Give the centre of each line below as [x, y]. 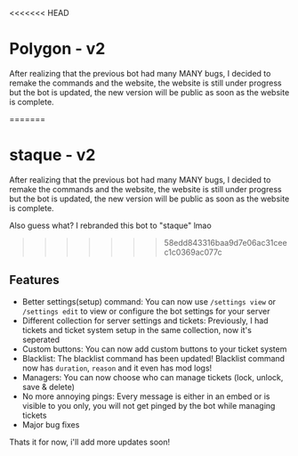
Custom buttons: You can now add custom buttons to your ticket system [154, 349]
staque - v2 [52, 155]
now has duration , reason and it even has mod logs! [117, 368]
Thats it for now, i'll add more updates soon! [90, 442]
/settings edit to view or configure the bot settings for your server [146, 311]
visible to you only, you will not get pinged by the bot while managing [149, 405]
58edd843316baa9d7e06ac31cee [226, 242]
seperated [41, 339]
